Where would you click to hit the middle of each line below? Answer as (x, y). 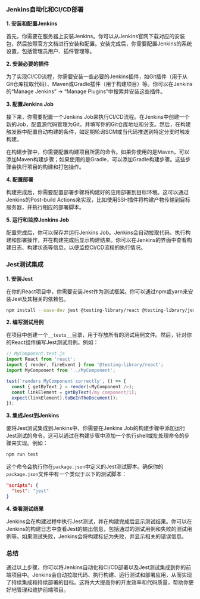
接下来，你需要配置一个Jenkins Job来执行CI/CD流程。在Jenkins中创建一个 (98, 117)
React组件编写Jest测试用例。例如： (55, 342)
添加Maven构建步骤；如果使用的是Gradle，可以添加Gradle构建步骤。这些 (96, 159)
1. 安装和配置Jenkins (32, 24)
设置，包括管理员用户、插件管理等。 (51, 51)
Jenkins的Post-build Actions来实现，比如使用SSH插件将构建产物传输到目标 (98, 200)
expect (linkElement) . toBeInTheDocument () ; (65, 398)
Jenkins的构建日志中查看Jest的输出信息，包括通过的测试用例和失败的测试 (97, 529)
